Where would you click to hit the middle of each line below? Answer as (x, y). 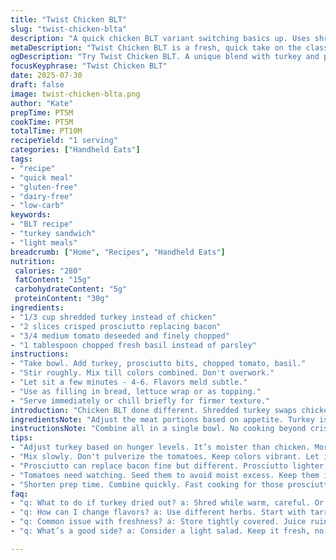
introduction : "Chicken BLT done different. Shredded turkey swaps (154, 410)
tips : (21, 438)
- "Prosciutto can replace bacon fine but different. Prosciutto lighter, (169, 466)
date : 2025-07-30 (46, 76)
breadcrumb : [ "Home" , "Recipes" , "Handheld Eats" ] (118, 252)
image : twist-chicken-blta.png (75, 94)
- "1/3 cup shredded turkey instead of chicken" (113, 317)
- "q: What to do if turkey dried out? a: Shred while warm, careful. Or (167, 503)
